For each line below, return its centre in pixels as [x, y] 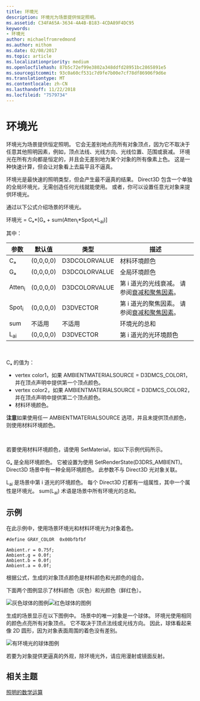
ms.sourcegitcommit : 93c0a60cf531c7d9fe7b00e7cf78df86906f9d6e [86, 73]
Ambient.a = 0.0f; [29, 565]
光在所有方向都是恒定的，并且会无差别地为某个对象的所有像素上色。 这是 [96, 159]
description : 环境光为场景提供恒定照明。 [52, 17]
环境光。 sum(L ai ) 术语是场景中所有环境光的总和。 [78, 492]
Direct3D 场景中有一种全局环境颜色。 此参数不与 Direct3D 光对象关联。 [93, 470]
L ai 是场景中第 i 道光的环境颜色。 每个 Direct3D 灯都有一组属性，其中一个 [96, 483]
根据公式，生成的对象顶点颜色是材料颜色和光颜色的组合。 [76, 577]
